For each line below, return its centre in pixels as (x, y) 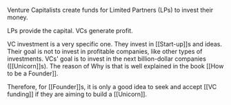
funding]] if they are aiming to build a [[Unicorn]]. (77, 94)
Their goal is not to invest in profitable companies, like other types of (105, 51)
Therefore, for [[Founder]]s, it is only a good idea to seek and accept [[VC (112, 87)
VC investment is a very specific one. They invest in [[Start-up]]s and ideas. (115, 44)
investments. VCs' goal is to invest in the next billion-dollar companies (107, 59)
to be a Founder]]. (33, 73)
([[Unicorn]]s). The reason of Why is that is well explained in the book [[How (115, 66)
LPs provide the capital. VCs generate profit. (70, 31)
